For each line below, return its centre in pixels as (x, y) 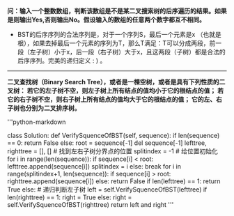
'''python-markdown (37, 122)
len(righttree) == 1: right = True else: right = (70, 197)
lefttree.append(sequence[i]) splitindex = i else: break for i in (94, 166)
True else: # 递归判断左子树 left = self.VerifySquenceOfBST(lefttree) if (107, 190)
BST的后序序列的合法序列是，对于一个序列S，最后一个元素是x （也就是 (119, 34)
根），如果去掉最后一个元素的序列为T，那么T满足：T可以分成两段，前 (116, 43)
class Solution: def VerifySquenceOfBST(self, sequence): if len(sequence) (114, 136)
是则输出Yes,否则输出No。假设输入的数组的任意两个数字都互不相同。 (106, 20)
